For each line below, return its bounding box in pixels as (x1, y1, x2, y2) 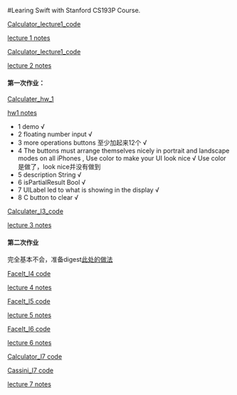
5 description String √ (17, 170, 82, 179)
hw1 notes (7, 108, 38, 117)
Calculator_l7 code (7, 352, 63, 361)
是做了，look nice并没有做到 (17, 163, 101, 171)
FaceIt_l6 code (7, 324, 51, 334)
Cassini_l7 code (7, 366, 54, 375)
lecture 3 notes (7, 221, 52, 230)
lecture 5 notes (7, 311, 52, 319)
